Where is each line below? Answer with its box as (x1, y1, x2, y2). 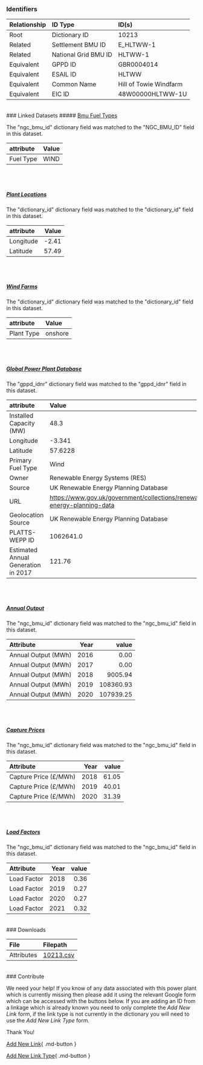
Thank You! (6, 1029, 35, 1036)
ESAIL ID (51, 70, 77, 79)
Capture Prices (6, 726, 45, 733)
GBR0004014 (118, 60, 158, 69)
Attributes (9, 951, 37, 959)
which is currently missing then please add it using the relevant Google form (6, 991, 196, 998)
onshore (45, 330, 69, 338)
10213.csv (43, 951, 75, 959)
